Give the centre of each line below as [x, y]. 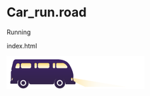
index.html [22, 46]
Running [19, 32]
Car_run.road [47, 12]
